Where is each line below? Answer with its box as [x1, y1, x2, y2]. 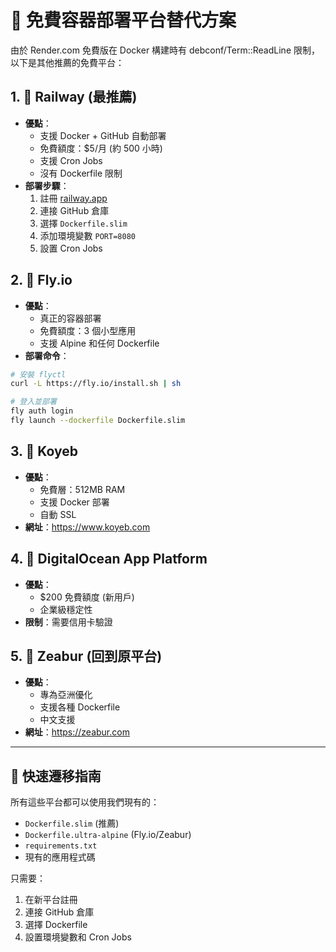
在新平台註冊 [24, 894, 78, 906]
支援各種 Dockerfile [39, 701, 121, 713]
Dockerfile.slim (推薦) [24, 817, 120, 830]
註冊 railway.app [39, 192, 108, 204]
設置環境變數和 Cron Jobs [24, 931, 132, 943]
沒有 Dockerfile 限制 [39, 167, 123, 179]
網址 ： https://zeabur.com [24, 726, 130, 738]
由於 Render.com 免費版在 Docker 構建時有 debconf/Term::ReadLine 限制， [10, 44, 320, 56]
